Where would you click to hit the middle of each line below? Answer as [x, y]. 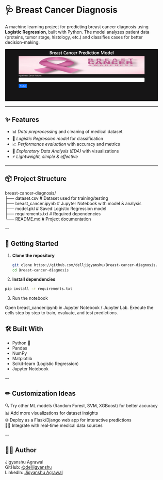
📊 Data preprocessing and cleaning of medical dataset [67, 132]
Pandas [20, 348]
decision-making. [23, 42]
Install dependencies [34, 279]
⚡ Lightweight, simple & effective [45, 156]
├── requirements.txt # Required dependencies [53, 213]
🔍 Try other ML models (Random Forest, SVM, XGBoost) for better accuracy [81, 405]
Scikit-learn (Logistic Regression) [45, 364]
